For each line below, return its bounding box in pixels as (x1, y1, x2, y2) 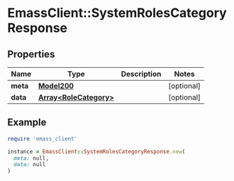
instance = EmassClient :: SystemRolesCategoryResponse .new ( (7, 148, 186, 155)
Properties (7, 48, 55, 60)
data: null (13, 161, 46, 168)
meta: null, (13, 154, 50, 162)
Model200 (38, 81, 74, 90)
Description (121, 69, 162, 78)
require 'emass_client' (7, 135, 78, 142)
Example (7, 117, 47, 129)
